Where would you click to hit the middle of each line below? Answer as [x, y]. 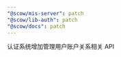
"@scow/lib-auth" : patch [42, 20]
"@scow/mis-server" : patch [45, 13]
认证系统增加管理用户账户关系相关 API [61, 47]
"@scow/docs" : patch [37, 26]
